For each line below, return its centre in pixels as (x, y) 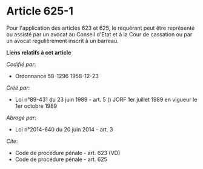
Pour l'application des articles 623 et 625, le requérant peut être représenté (101, 28)
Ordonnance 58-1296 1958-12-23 (57, 76)
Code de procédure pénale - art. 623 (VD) (68, 153)
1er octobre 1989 (36, 106)
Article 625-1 (40, 11)
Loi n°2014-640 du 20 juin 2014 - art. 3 (64, 129)
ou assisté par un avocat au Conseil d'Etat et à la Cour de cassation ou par (99, 34)
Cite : (12, 141)
